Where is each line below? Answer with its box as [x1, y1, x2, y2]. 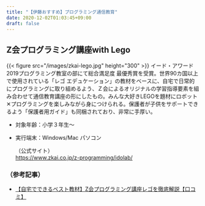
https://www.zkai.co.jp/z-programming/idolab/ [15, 154, 133, 161]
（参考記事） [6, 170, 45, 179]
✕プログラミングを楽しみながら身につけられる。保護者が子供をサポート [6, 101, 188, 108]
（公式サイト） [15, 147, 53, 154]
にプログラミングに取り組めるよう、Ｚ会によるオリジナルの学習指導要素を [6, 85, 194, 93]
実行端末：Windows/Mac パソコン [15, 134, 102, 142]
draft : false [6, 20, 40, 26]
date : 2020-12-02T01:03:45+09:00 [6, 15, 92, 21]
